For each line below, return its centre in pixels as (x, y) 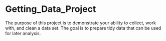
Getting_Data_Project (51, 9)
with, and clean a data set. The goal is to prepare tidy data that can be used (83, 28)
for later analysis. (23, 33)
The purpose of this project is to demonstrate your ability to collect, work (81, 23)
